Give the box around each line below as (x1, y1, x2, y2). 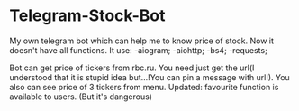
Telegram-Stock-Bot (9, 5, 166, 26)
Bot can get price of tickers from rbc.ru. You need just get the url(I (9, 62, 255, 73)
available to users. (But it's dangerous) (9, 91, 153, 102)
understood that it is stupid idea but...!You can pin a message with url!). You (9, 71, 290, 82)
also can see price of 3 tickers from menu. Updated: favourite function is (9, 81, 279, 92)
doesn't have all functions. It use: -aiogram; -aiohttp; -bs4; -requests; (9, 44, 267, 55)
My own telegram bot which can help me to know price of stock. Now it (9, 35, 275, 46)
